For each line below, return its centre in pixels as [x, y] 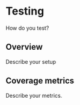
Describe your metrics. [34, 95]
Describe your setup [31, 61]
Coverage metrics [40, 81]
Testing [25, 11]
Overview [24, 47]
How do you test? [27, 28]
